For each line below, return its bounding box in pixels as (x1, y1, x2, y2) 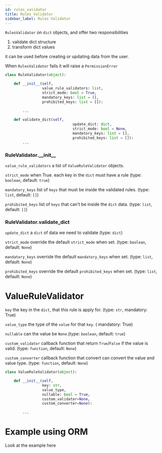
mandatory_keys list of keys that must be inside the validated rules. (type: (5, 186, 150, 193)
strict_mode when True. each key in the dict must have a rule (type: (5, 172, 142, 178)
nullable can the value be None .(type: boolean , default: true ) (5, 331, 126, 337)
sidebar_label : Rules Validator (5, 16, 71, 21)
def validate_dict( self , (14, 118, 64, 122)
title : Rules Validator (5, 12, 54, 17)
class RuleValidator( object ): (5, 73, 67, 78)
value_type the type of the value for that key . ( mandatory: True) (5, 321, 133, 327)
